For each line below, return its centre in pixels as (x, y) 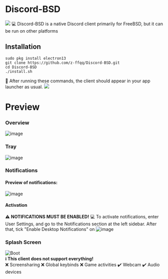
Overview (17, 122)
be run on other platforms (32, 31)
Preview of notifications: (31, 183)
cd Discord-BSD (21, 67)
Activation (16, 205)
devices (13, 272)
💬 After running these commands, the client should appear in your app (78, 81)
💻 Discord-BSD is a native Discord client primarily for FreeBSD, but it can (87, 24)
